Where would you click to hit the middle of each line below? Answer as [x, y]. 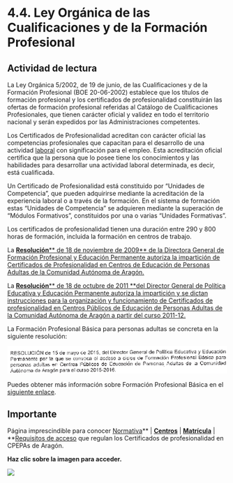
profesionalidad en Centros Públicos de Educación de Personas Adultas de [115, 308]
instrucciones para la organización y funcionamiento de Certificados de [110, 300]
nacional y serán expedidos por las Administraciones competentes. [104, 122]
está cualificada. [31, 172]
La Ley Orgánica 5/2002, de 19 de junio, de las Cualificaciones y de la [107, 85]
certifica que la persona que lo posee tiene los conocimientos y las [104, 158]
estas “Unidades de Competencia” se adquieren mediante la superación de [115, 208]
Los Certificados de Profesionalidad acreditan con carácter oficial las [106, 135]
